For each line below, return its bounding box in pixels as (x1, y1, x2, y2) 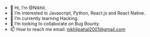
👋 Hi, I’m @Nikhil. (10, 5, 47, 10)
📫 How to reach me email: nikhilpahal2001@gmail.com (10, 26, 126, 32)
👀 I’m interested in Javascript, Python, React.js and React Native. (10, 10, 145, 16)
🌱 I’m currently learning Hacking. (10, 15, 79, 21)
